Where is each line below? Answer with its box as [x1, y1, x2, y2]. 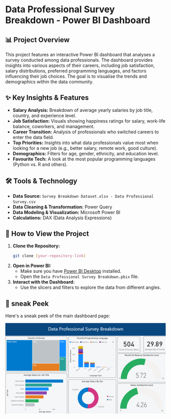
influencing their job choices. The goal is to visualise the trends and [5, 73, 147, 79]
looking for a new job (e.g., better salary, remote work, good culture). [12, 145, 158, 151]
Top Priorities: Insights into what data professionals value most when [12, 139, 159, 146]
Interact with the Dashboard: [12, 279, 75, 285]
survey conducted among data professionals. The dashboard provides [5, 57, 153, 63]
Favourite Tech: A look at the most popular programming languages [12, 156, 156, 162]
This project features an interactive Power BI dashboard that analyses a [5, 52, 155, 57]
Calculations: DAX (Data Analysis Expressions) [12, 215, 112, 221]
